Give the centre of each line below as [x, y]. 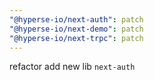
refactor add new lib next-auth [72, 67]
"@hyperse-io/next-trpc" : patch [76, 38]
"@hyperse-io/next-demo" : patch [76, 29]
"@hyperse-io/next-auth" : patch [76, 19]
